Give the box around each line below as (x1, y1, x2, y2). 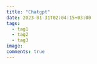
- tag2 (12, 32, 29, 38)
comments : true (6, 49, 45, 55)
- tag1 (12, 26, 29, 32)
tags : (6, 20, 20, 26)
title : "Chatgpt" (6, 9, 51, 15)
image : (6, 43, 23, 49)
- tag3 (12, 37, 29, 43)
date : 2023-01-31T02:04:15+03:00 (6, 15, 92, 21)
